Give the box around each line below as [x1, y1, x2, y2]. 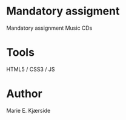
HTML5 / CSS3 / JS [6, 65, 55, 73]
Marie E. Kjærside [6, 107, 51, 114]
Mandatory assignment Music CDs [6, 24, 93, 32]
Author [6, 87, 42, 101]
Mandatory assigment [6, 4, 120, 18]
